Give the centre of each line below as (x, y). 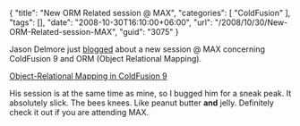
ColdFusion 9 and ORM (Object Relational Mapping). (106, 59)
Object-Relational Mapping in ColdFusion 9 (88, 76)
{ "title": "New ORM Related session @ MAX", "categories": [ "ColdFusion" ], (150, 13)
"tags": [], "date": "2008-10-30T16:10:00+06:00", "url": (111, 22)
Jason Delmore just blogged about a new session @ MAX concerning (137, 49)
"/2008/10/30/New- (251, 22)
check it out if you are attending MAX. (79, 112)
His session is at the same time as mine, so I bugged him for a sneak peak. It (150, 93)
